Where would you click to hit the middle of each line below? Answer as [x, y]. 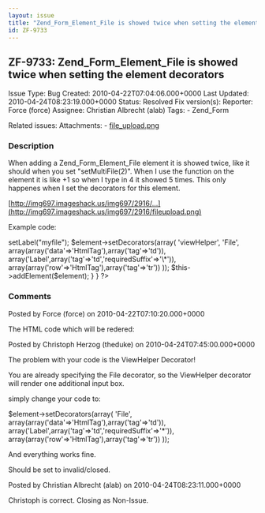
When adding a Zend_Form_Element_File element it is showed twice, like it [129, 163]
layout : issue [32, 15]
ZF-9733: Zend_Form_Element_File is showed [123, 62]
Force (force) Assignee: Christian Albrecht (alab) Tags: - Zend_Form [119, 110]
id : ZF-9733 [28, 30]
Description [31, 146]
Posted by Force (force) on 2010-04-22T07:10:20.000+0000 [106, 313]
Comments [30, 297]
